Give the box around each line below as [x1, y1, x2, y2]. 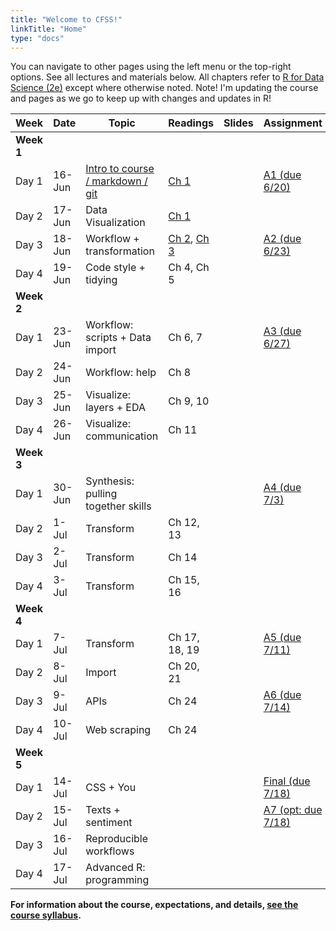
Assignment [263, 116, 323, 130]
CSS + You [85, 781, 137, 795]
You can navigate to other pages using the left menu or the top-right [10, 61, 292, 73]
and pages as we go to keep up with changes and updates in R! [10, 92, 272, 105]
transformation [85, 244, 155, 258]
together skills [85, 499, 152, 513]
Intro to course [85, 162, 155, 176]
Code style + [85, 261, 146, 275]
